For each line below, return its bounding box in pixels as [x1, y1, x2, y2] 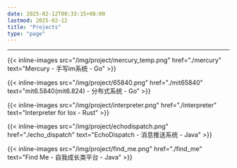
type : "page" [7, 30, 46, 37]
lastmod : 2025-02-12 [7, 17, 68, 24]
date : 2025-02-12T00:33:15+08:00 [7, 10, 106, 18]
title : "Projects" [7, 23, 61, 30]
